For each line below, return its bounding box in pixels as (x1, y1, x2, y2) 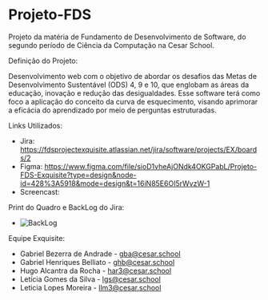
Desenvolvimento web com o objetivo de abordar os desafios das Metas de (8, 71, 258, 81)
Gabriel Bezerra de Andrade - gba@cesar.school (19, 249, 182, 259)
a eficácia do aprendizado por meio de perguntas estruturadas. (8, 105, 218, 115)
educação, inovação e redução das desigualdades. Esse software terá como (8, 88, 261, 97)
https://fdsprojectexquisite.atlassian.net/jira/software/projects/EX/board (19, 144, 258, 154)
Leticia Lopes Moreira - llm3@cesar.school (19, 282, 162, 292)
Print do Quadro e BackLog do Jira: (8, 202, 125, 212)
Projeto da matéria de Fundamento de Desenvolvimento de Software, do (8, 32, 246, 41)
